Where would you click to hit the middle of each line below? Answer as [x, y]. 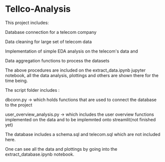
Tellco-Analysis [38, 9]
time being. [16, 81]
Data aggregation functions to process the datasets [57, 60]
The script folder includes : [33, 90]
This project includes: [27, 23]
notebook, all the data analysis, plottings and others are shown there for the [82, 75]
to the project [19, 105]
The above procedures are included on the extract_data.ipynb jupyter [76, 70]
